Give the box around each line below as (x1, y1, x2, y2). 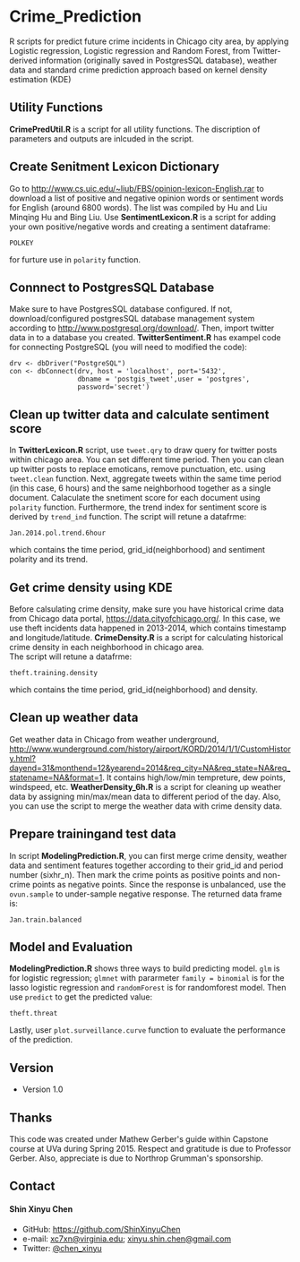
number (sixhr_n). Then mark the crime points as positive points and (9, 869, 261, 880)
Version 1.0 (21, 1084, 64, 1095)
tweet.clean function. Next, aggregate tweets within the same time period (9, 473, 282, 485)
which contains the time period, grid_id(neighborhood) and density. (9, 684, 258, 695)
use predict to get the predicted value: (9, 992, 153, 1002)
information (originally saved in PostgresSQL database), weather (39, 55, 278, 65)
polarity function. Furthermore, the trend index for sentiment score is (9, 502, 267, 512)
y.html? (9, 752, 36, 763)
